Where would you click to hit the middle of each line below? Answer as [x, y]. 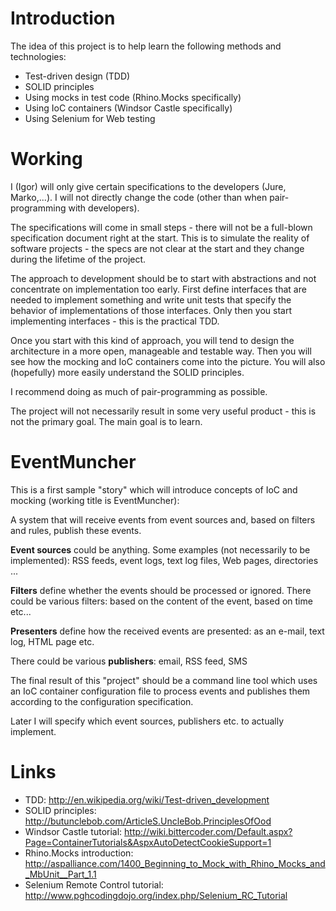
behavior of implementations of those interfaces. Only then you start [151, 310]
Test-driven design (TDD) [77, 76]
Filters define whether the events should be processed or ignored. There [161, 590]
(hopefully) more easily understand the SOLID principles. [127, 372]
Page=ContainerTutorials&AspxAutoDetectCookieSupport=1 [148, 842]
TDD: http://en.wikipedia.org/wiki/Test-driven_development [147, 799]
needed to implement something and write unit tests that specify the [151, 299]
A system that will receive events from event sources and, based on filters [163, 519]
